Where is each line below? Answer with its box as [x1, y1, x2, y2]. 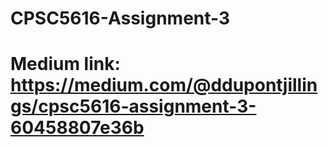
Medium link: [10, 53, 121, 76]
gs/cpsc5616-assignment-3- [10, 95, 257, 118]
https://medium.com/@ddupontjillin [10, 74, 318, 97]
